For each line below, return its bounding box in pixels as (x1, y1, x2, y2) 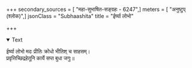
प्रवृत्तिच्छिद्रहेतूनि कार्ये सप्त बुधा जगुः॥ (6, 55, 75, 61)
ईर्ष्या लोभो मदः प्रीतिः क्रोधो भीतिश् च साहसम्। (6, 48, 91, 55)
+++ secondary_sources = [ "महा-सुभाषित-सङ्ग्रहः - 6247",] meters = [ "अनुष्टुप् (6, 6, 186, 13)
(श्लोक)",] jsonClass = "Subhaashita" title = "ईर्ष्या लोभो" (6, 13, 134, 19)
